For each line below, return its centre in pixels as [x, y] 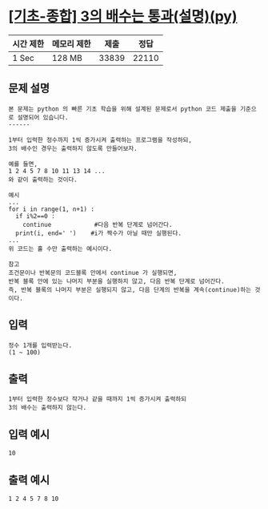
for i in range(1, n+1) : [51, 209]
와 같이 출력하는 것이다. [43, 180]
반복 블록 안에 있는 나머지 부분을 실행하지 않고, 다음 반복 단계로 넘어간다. [117, 281]
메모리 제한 [72, 43]
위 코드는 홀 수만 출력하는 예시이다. [60, 248]
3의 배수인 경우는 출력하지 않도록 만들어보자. [73, 148]
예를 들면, [23, 164]
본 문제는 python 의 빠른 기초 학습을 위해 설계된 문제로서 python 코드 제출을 [123, 109]
